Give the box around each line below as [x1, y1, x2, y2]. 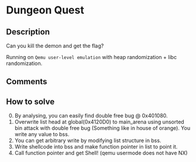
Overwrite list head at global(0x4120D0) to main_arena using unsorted [14, 118, 185, 126]
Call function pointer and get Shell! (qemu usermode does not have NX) [14, 150, 188, 157]
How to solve [6, 96, 55, 106]
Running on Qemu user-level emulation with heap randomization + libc [6, 54, 177, 60]
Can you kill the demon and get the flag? [6, 42, 104, 49]
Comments [6, 77, 48, 87]
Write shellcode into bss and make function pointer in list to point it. [14, 143, 178, 150]
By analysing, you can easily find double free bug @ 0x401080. [14, 112, 168, 119]
